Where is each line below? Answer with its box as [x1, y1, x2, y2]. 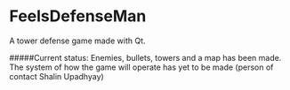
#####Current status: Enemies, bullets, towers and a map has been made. [9, 52, 282, 63]
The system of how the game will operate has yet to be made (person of [9, 62, 274, 72]
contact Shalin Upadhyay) [9, 71, 104, 81]
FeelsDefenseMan [9, 6, 147, 26]
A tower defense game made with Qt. [9, 35, 146, 46]
